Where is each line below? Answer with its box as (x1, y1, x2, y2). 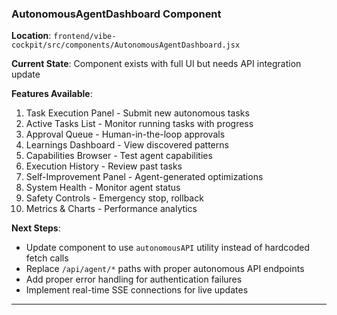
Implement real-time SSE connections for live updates (25, 284, 249, 296)
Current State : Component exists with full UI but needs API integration (11, 58, 302, 70)
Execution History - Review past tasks (25, 160, 183, 172)
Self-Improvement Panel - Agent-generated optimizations (25, 171, 264, 183)
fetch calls (25, 252, 69, 264)
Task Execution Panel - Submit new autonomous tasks (25, 107, 250, 119)
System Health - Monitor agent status (25, 182, 181, 194)
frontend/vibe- (53, 32, 117, 42)
